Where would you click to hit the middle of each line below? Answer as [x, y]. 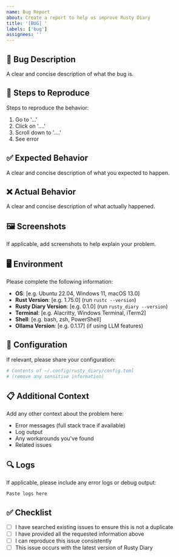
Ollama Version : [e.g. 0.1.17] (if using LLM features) [79, 326]
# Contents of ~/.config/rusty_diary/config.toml [70, 371]
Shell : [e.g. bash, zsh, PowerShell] [58, 319]
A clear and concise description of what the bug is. [70, 74]
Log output [29, 432]
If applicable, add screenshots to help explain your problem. [81, 244]
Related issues [33, 445]
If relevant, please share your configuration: [61, 359]
